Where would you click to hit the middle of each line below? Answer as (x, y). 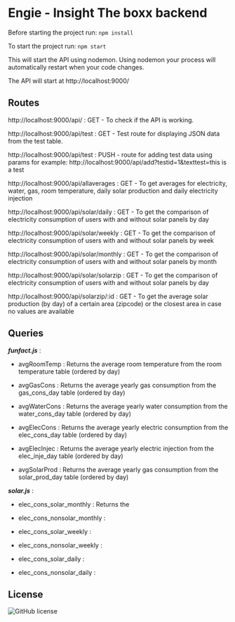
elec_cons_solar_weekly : (55, 531)
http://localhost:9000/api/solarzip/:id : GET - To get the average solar (108, 296)
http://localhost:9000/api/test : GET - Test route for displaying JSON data (114, 133)
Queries (26, 333)
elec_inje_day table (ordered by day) (70, 456)
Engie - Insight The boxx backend (108, 13)
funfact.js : (25, 350)
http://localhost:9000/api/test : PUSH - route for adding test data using (110, 154)
